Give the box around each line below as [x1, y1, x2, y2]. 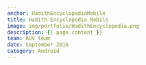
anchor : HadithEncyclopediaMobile [7, 9, 106, 17]
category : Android [7, 48, 60, 55]
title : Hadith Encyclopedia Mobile [7, 16, 109, 23]
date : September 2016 [7, 41, 69, 48]
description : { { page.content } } [7, 28, 103, 36]
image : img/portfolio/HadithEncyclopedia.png [7, 22, 139, 29]
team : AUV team [7, 35, 51, 42]
